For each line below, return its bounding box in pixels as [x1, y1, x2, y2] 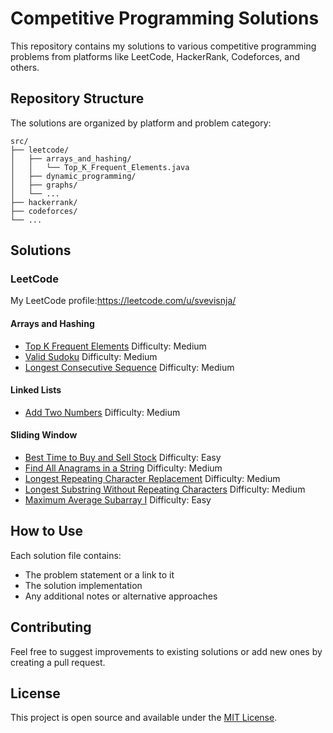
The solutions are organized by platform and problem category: [10, 117, 272, 129]
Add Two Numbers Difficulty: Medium [24, 406, 181, 418]
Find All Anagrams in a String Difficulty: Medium [24, 462, 223, 474]
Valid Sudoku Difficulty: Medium [24, 350, 158, 362]
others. [10, 61, 40, 73]
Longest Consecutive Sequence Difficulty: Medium [24, 361, 235, 373]
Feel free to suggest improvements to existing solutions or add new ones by [10, 645, 323, 657]
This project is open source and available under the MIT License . [10, 712, 278, 724]
